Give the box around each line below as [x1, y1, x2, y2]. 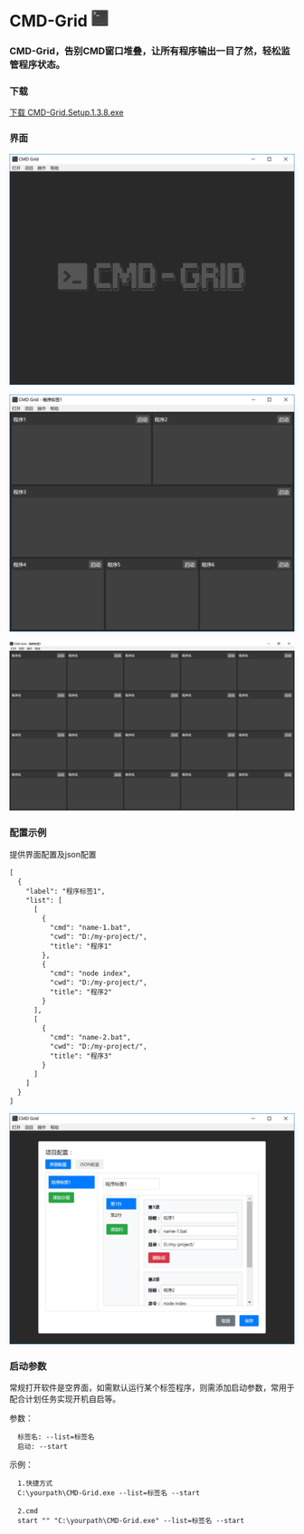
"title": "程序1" [49, 942, 113, 951]
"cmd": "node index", [49, 969, 131, 978]
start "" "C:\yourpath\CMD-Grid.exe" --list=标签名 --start [17, 1516, 245, 1525]
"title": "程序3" [49, 1051, 113, 1060]
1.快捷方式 [17, 1479, 53, 1488]
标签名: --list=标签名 [17, 1432, 95, 1442]
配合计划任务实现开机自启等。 [9, 1393, 120, 1404]
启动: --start [17, 1442, 68, 1451]
